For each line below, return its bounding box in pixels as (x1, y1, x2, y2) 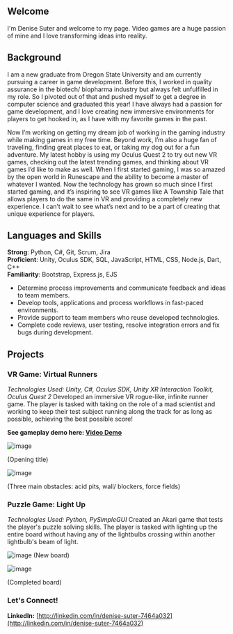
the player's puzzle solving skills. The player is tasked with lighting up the (7, 523, 218, 532)
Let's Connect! (7, 596, 58, 605)
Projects (7, 348, 45, 360)
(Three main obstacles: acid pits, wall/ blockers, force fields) (7, 482, 181, 490)
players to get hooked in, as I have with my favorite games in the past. (7, 114, 208, 123)
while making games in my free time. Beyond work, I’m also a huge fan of (7, 135, 217, 144)
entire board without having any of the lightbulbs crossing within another (7, 530, 216, 539)
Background (7, 52, 61, 63)
